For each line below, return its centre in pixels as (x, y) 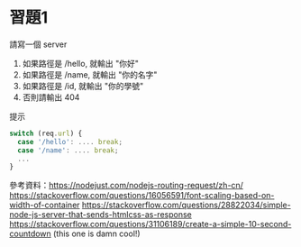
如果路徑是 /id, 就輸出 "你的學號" (83, 86)
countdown (30, 233)
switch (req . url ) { (46, 133)
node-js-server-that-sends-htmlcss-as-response (100, 215)
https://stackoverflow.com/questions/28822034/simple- (186, 205)
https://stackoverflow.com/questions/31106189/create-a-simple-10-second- (150, 224)
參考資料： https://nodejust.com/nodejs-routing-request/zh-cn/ (126, 186)
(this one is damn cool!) (97, 233)
